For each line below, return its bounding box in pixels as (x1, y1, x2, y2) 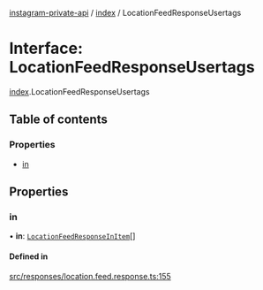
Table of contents (9, 112, 108, 127)
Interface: (9, 39, 84, 58)
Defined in (9, 251, 49, 262)
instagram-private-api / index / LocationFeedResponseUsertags (9, 8, 242, 18)
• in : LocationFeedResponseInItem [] (9, 231, 136, 241)
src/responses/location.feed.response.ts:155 (9, 271, 172, 281)
